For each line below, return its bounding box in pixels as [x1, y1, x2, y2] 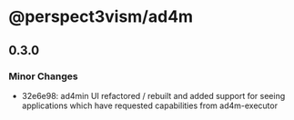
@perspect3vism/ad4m [8, 6, 193, 27]
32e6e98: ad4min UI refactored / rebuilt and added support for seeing [21, 90, 286, 101]
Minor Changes [8, 70, 78, 83]
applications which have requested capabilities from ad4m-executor [21, 100, 279, 111]
